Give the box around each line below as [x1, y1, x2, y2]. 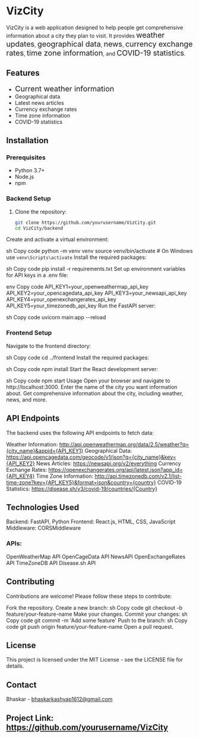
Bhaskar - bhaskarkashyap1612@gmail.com [6, 696, 113, 703]
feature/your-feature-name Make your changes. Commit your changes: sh [6, 610, 188, 617]
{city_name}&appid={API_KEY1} [6, 447, 84, 454]
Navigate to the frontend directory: [6, 342, 91, 350]
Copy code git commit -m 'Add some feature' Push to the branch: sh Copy [6, 616, 188, 624]
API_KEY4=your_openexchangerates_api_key [6, 296, 117, 303]
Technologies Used [6, 502, 79, 512]
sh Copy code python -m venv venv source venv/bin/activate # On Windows [6, 248, 193, 255]
